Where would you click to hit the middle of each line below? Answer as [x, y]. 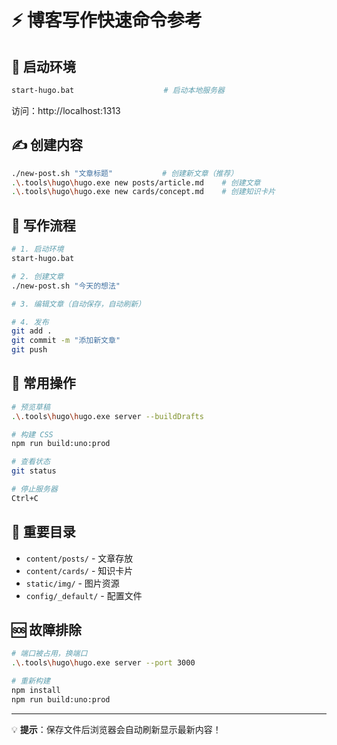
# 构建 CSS [32, 434]
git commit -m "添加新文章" [66, 341]
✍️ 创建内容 [47, 145]
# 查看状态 [31, 462]
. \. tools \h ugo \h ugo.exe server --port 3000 [103, 663]
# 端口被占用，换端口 [49, 654]
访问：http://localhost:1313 [66, 110]
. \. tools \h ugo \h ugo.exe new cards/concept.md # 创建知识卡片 [143, 192]
